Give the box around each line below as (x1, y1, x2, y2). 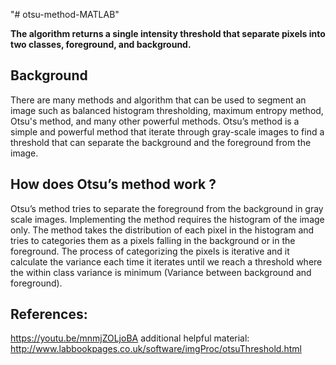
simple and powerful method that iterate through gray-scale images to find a (10, 125, 325, 138)
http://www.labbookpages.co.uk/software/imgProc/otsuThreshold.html (10, 343, 302, 355)
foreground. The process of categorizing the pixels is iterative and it (10, 245, 290, 257)
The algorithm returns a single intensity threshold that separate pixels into (10, 28, 326, 39)
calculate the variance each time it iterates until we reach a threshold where (10, 255, 323, 268)
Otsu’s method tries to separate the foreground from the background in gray (10, 202, 324, 214)
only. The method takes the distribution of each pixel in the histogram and (10, 224, 315, 236)
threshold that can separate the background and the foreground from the (10, 136, 312, 148)
